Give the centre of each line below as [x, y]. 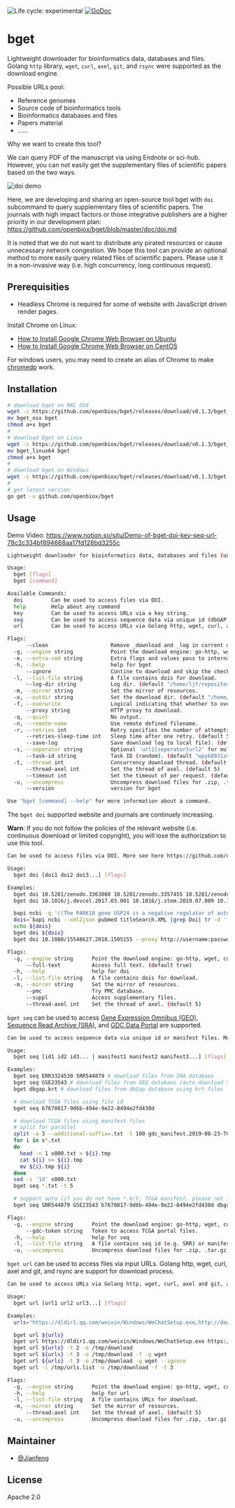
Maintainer [31, 1441]
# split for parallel [45, 1128]
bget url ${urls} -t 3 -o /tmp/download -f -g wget [91, 1355]
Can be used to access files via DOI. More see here [86, 856]
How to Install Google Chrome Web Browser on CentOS [97, 346]
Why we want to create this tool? [54, 144]
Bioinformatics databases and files [67, 115]
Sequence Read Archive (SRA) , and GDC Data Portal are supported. [105, 1025]
